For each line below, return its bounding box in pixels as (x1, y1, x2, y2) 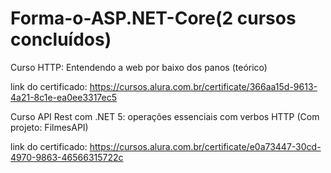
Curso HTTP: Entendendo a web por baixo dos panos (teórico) (10, 61, 268, 73)
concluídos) (10, 28, 112, 51)
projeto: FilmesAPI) (10, 121, 89, 133)
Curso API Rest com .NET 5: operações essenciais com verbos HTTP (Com (10, 110, 320, 122)
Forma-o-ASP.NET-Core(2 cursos (10, 7, 297, 30)
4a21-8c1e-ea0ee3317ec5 (10, 91, 118, 103)
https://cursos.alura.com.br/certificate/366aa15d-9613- (89, 80, 318, 92)
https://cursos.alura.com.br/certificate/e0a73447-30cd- (89, 140, 322, 152)
